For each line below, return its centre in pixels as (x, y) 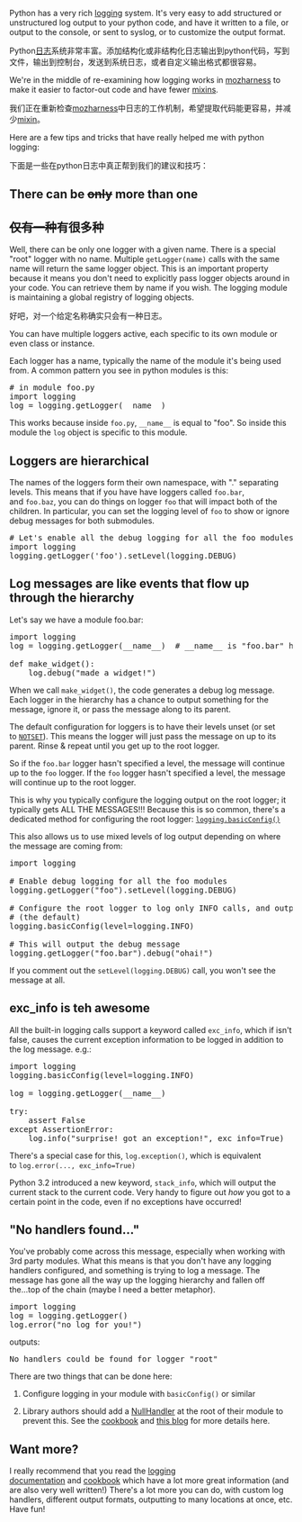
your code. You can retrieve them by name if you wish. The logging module (148, 288)
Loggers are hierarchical (80, 461)
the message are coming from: (66, 846)
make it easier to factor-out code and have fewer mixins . (114, 90)
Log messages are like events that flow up (129, 584)
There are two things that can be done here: (91, 1376)
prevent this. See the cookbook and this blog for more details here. (146, 1421)
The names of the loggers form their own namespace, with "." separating (144, 483)
